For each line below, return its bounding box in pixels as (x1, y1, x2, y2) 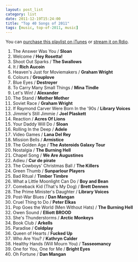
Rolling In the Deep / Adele (12, 126, 68, 132)
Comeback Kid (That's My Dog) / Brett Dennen (12, 184, 109, 190)
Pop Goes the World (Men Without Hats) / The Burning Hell (12, 204, 133, 211)
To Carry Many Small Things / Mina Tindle (12, 85, 99, 91)
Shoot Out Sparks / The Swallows (12, 59, 82, 65)
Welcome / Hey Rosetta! (12, 53, 63, 59)
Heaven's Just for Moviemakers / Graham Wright (12, 69, 113, 75)
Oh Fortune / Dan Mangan (12, 251, 66, 257)
